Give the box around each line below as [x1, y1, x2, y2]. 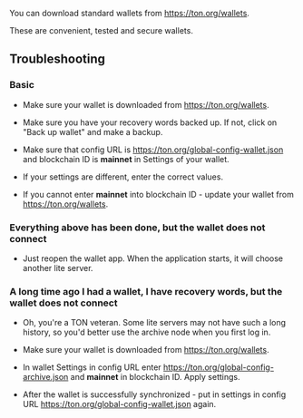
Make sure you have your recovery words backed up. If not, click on [22, 117, 278, 128]
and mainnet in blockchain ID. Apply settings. [70, 372, 240, 383]
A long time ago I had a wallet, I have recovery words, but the [9, 285, 283, 297]
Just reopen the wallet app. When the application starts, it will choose [22, 253, 284, 264]
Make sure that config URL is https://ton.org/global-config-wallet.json [22, 144, 284, 155]
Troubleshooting [9, 52, 106, 67]
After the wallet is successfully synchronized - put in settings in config [22, 389, 287, 400]
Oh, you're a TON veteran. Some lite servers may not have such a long [22, 317, 287, 328]
